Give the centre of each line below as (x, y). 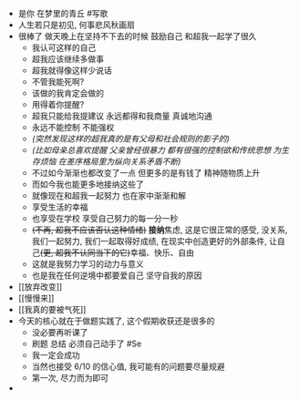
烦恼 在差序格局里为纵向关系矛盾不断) (110, 161)
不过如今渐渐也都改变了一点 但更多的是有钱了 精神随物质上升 (146, 173)
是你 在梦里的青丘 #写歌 (63, 13)
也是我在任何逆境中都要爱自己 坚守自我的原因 (117, 275)
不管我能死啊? (58, 82)
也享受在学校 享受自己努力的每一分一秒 (105, 218)
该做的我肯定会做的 (68, 93)
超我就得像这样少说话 (72, 70)
